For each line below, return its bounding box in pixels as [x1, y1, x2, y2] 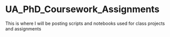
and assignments [5, 25, 42, 31]
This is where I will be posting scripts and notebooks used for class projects [5, 20, 165, 26]
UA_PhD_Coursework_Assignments [5, 4, 160, 15]
